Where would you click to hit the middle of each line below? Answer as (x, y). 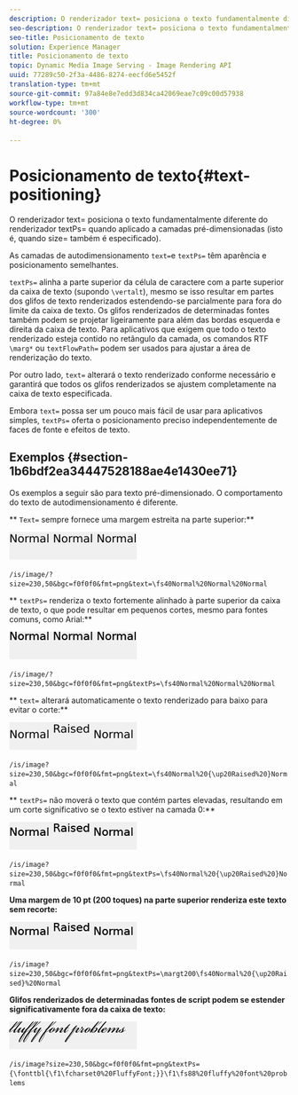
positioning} (55, 195)
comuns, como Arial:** (51, 619)
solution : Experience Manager (65, 47)
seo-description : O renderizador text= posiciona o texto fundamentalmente (152, 28)
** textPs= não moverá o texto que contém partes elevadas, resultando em (146, 800)
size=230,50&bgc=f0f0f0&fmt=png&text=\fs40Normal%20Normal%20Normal (138, 584)
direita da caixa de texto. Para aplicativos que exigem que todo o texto (138, 329)
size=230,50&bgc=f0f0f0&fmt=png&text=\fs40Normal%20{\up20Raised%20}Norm (149, 774)
